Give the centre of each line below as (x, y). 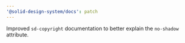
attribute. (17, 34)
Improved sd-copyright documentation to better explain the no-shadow (92, 28)
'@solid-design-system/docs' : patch (52, 11)
